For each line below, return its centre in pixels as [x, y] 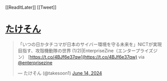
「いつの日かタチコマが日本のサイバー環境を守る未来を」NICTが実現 [90, 44]
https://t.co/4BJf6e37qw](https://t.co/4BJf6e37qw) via [87, 57]
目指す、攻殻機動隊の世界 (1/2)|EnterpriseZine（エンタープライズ [85, 51]
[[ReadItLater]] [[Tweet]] [31, 7]
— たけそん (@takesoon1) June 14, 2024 [60, 73]
